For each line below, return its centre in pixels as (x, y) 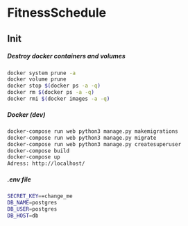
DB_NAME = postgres (32, 202)
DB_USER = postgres (32, 209)
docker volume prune (37, 79)
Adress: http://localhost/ (46, 164)
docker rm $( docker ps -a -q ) (51, 92)
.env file (19, 179)
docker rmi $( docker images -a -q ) (59, 99)
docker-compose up (34, 157)
